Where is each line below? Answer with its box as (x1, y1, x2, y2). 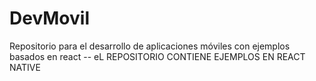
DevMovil (9, 7, 90, 30)
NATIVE (9, 61, 41, 73)
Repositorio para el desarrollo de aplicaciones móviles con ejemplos (9, 40, 291, 52)
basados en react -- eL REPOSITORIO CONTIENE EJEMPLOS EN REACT (9, 50, 306, 62)
